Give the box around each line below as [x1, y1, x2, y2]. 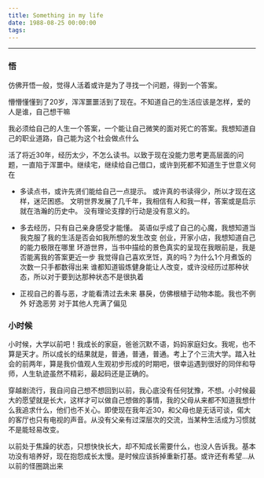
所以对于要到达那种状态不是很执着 [33, 272, 144, 281]
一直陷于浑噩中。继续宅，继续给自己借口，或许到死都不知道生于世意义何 [21, 160, 256, 169]
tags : [8, 26, 26, 34]
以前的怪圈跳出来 [8, 461, 64, 470]
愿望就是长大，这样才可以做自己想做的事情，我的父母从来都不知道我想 [21, 395, 249, 405]
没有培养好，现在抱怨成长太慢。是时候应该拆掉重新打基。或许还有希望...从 [14, 451, 255, 461]
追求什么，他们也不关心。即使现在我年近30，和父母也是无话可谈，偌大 [21, 405, 251, 414]
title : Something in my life [8, 11, 104, 20]
